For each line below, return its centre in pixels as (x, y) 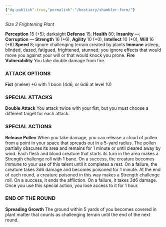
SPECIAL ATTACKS (29, 97)
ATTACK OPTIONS (28, 73)
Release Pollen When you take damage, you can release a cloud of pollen (81, 137)
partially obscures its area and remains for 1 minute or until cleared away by (83, 148)
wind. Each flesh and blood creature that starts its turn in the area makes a (82, 153)
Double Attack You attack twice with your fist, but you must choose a (77, 108)
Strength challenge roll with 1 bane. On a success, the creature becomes (80, 159)
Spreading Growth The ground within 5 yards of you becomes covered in (81, 209)
